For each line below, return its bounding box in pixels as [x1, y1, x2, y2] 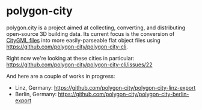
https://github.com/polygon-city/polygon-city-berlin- [58, 90, 189, 97]
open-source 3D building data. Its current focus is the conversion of [6, 30, 175, 37]
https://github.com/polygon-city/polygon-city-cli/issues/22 [6, 61, 153, 68]
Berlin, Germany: [14, 90, 57, 97]
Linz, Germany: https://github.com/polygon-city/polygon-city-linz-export [14, 84, 196, 91]
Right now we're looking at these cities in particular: [6, 54, 135, 62]
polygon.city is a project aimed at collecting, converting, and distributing [6, 24, 186, 31]
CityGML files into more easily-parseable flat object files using [6, 36, 161, 44]
